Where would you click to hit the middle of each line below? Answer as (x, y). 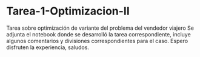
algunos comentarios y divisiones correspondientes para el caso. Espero (97, 41)
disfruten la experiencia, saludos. (48, 47)
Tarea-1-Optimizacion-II (68, 11)
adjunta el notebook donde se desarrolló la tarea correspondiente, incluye (98, 34)
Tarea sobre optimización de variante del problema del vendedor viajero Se (100, 28)
